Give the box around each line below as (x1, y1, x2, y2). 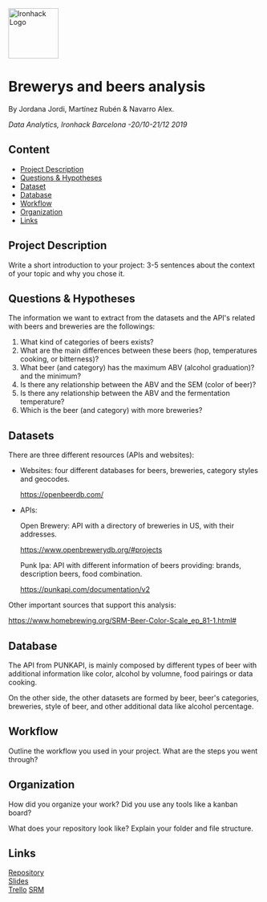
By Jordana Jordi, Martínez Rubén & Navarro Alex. (8, 104, 175, 113)
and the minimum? (19, 371, 82, 381)
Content (8, 143, 51, 157)
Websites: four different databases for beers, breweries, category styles (19, 466, 259, 475)
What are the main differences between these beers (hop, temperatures (19, 345, 258, 356)
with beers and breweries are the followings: (8, 321, 156, 332)
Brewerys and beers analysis (8, 78, 206, 96)
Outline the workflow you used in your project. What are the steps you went (8, 746, 258, 756)
